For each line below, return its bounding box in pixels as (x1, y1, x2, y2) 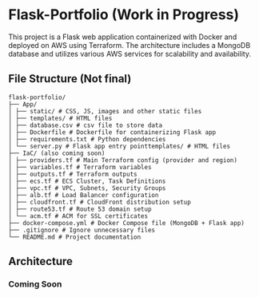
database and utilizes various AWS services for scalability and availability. (8, 49, 252, 58)
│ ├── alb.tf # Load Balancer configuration (8, 191, 159, 199)
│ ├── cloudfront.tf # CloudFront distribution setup (8, 198, 192, 206)
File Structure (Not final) (8, 72, 132, 85)
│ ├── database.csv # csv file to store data (8, 121, 162, 129)
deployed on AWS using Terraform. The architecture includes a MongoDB (8, 40, 251, 49)
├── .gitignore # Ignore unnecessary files (8, 226, 156, 234)
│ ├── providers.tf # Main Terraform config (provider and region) (8, 156, 238, 164)
